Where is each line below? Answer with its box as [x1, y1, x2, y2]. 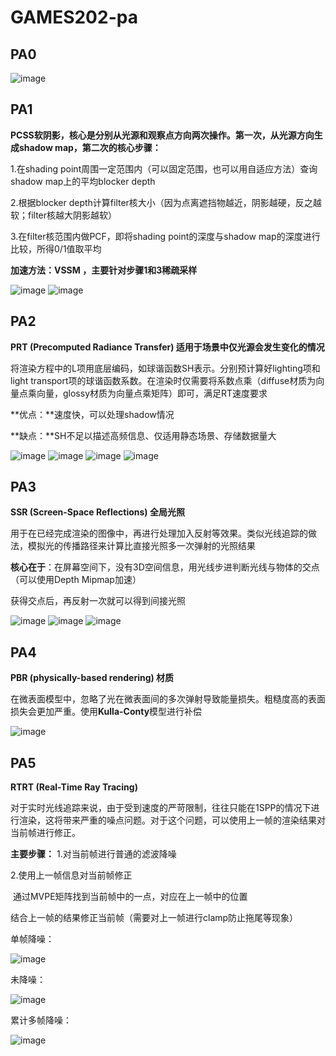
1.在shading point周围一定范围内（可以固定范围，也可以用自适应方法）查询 [10, 162, 318, 175]
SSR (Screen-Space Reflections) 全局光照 [10, 506, 185, 518]
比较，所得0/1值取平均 [10, 242, 102, 255]
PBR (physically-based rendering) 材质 [10, 672, 175, 684]
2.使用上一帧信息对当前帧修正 [10, 869, 133, 881]
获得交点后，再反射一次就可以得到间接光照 [10, 595, 186, 607]
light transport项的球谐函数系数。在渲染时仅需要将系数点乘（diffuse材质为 [10, 374, 317, 386]
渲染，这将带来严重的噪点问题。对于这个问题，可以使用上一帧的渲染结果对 [18, 814, 326, 826]
